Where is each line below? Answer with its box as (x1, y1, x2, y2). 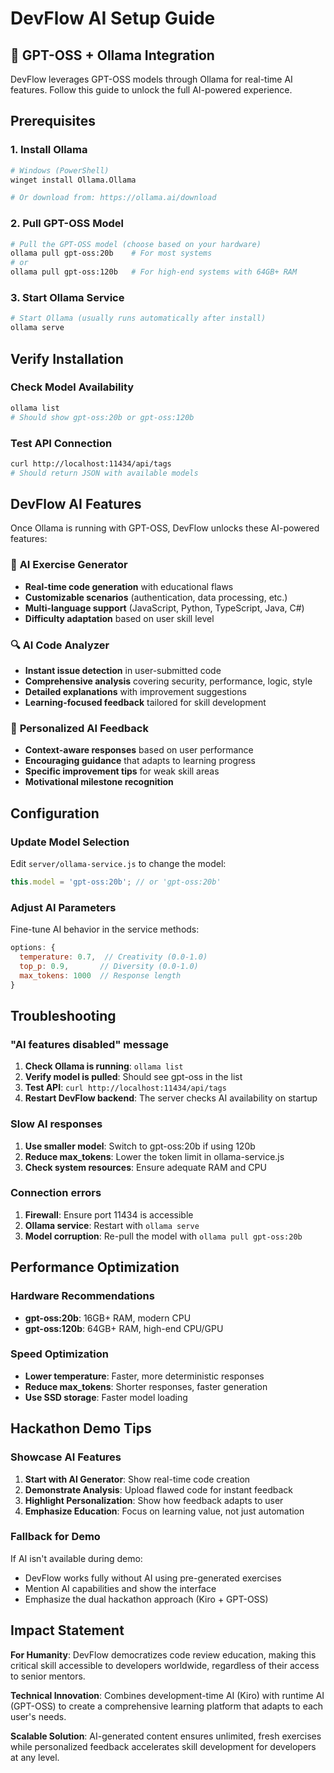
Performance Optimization (10, 1259, 180, 1276)
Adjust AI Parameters (10, 900, 117, 914)
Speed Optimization (10, 1347, 109, 1361)
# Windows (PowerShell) (10, 165, 110, 176)
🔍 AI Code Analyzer (10, 638, 110, 652)
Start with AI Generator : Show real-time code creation (24, 1473, 251, 1485)
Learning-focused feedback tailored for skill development (24, 697, 267, 709)
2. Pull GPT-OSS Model (10, 217, 124, 231)
